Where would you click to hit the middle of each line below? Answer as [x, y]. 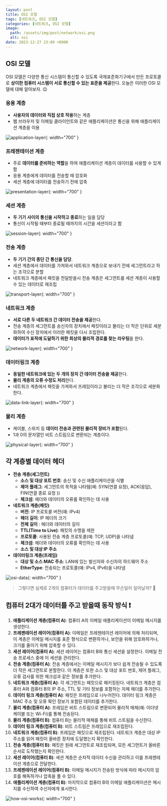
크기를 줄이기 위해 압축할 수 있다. [44, 645]
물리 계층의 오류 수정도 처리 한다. [44, 380]
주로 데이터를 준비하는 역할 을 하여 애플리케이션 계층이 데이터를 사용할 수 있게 [87, 163]
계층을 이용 [29, 127]
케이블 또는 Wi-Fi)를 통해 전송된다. [46, 714]
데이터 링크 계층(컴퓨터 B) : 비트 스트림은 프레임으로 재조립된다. [73, 726]
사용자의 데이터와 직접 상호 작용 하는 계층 [52, 115]
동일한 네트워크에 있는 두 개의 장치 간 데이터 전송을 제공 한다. [70, 374]
